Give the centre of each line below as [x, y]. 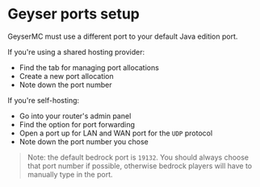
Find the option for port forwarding [77, 124]
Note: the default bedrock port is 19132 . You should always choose [138, 157]
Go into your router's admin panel [75, 116]
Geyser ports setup [74, 14]
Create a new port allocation [66, 76]
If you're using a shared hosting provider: [76, 52]
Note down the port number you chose [84, 141]
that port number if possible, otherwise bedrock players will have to [140, 165]
